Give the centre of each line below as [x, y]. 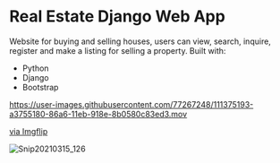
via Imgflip [29, 131]
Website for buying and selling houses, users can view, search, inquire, [140, 41]
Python [35, 68]
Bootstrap [40, 87]
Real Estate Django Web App [117, 17]
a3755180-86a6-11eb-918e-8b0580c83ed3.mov [98, 114]
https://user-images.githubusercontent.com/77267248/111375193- [132, 104]
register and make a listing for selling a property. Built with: [118, 50]
